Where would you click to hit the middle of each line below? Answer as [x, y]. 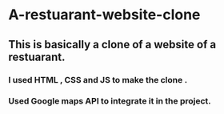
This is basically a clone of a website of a [112, 45]
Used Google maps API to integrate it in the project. [110, 101]
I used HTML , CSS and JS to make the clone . [98, 79]
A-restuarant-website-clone [104, 15]
